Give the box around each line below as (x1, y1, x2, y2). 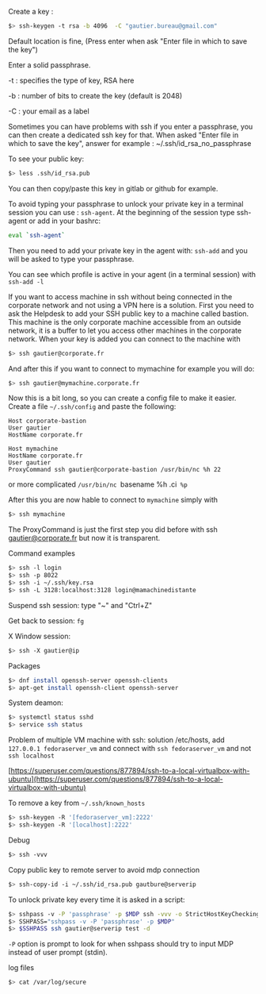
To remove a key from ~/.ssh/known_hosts (8, 798, 146, 808)
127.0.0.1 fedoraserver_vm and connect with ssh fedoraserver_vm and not (8, 744, 252, 753)
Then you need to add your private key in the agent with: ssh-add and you (8, 245, 248, 255)
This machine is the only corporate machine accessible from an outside (8, 317, 241, 326)
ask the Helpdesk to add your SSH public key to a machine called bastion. (8, 309, 249, 318)
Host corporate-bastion (8, 417, 87, 426)
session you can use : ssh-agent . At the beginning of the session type (8, 207, 235, 217)
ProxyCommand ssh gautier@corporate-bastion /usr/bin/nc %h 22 (8, 466, 222, 474)
